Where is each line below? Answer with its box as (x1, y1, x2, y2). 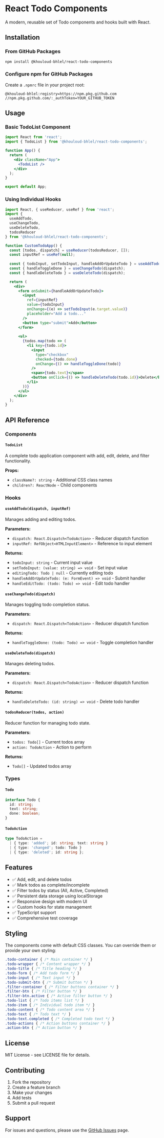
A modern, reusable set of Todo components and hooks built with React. (5, 19, 151, 25)
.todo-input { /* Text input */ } (5, 975, 76, 980)
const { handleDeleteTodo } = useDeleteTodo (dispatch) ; (9, 270, 125, 275)
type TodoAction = (5, 836, 42, 841)
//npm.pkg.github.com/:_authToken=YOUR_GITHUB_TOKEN (5, 96, 115, 100)
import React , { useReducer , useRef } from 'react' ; (5, 207, 115, 212)
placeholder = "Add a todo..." (26, 311, 86, 316)
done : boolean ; (9, 811, 41, 816)
